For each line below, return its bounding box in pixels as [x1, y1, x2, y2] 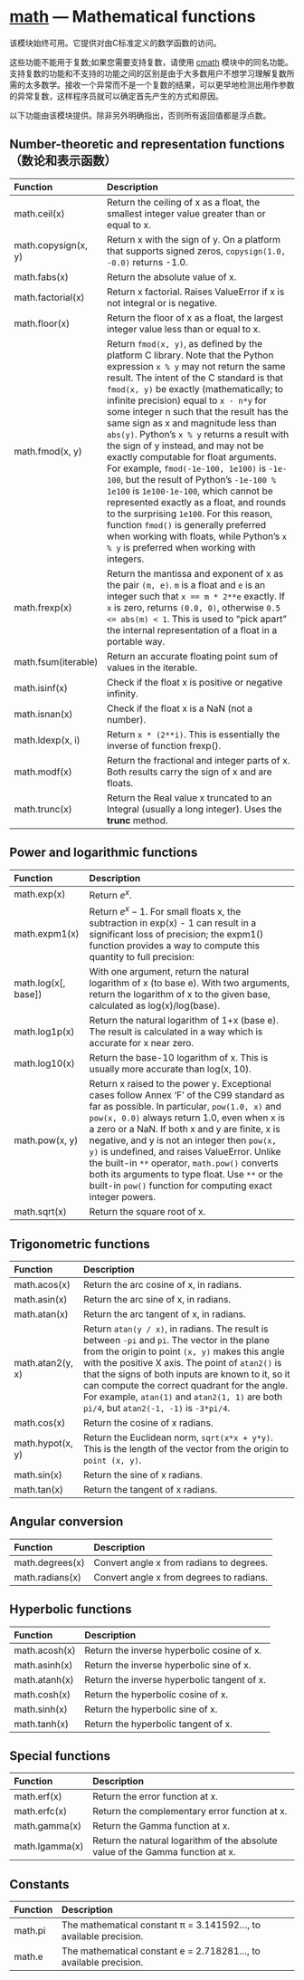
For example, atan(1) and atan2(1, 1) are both [82, 1390, 283, 1403]
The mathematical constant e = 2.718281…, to [62, 1945, 261, 1957]
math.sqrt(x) [14, 1206, 67, 1218]
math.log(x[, [14, 976, 66, 989]
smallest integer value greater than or [107, 207, 266, 219]
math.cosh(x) [14, 1687, 71, 1700]
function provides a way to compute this [89, 939, 261, 952]
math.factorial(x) [14, 291, 85, 303]
